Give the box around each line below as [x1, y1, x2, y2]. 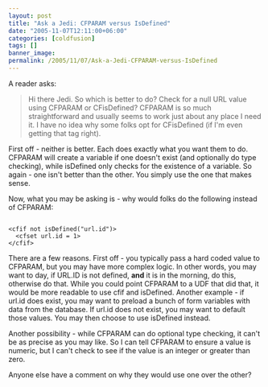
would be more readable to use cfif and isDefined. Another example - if [8, 287, 245, 297]
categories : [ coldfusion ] [8, 34, 95, 43]
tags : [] [8, 42, 38, 50]
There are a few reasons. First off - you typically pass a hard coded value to [8, 253, 260, 262]
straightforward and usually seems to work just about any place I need [27, 111, 262, 121]
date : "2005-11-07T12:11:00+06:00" [8, 27, 128, 35]
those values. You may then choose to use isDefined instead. [8, 313, 211, 323]
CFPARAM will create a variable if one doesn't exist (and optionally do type [8, 152, 257, 162]
